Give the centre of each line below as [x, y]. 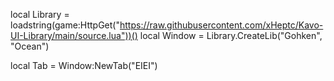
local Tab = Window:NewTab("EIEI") [84, 65]
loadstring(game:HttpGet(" [65, 25]
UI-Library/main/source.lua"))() [74, 35]
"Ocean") [30, 46]
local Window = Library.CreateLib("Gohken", [231, 35]
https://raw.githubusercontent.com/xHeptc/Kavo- [221, 25]
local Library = [40, 14]
